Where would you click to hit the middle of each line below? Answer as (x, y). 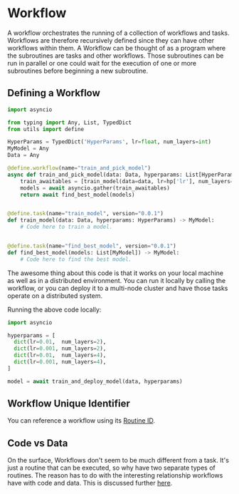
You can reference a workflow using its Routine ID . (81, 421)
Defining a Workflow (54, 93)
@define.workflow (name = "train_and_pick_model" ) (79, 168)
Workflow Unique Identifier (69, 404)
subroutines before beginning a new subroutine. (78, 71)
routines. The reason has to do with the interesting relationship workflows (115, 475)
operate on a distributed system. (55, 295)
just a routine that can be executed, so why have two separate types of (111, 468)
